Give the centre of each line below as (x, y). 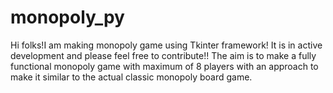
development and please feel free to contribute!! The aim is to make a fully (163, 55)
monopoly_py (67, 17)
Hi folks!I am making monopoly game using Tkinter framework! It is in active (166, 45)
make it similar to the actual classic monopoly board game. (131, 77)
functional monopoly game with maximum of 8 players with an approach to (164, 66)
